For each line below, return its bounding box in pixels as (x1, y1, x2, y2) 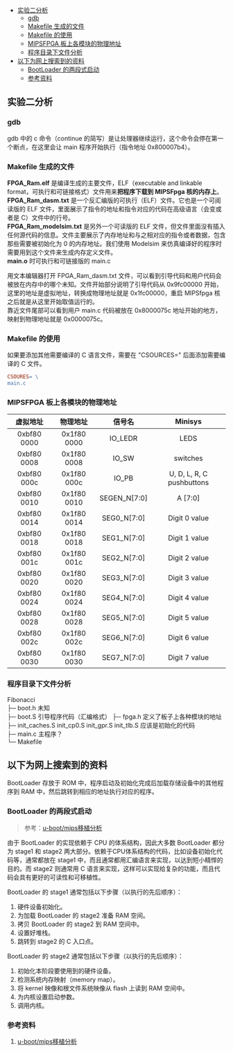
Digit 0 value (167, 514, 209, 523)
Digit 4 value (167, 593, 209, 603)
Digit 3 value (167, 573, 209, 583)
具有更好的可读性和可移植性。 (19, 873, 105, 882)
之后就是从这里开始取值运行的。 (7, 297, 98, 306)
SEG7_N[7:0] (101, 653, 146, 663)
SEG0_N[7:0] (101, 514, 146, 523)
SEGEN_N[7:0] (99, 493, 148, 503)
